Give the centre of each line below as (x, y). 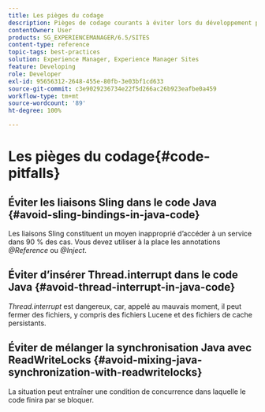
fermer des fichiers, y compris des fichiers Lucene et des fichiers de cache (130, 314)
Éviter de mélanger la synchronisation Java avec (130, 348)
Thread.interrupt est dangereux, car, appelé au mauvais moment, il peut (125, 306)
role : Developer (35, 74)
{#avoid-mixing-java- (148, 360)
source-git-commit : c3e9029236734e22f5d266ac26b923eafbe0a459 (112, 89)
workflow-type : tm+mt (44, 96)
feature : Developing (42, 67)
